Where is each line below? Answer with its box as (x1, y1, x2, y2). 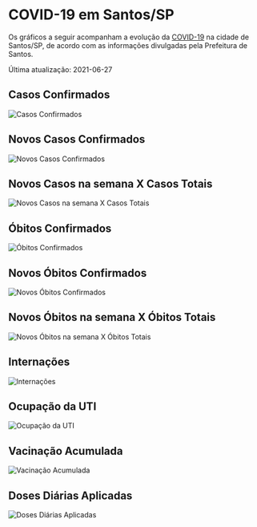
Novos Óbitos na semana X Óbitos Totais (8, 310, 216, 324)
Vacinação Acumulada (8, 444, 123, 458)
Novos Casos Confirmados (8, 132, 146, 146)
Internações (8, 355, 70, 369)
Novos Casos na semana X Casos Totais (8, 176, 213, 190)
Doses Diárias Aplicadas (8, 488, 133, 502)
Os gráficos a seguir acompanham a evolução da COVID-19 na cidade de (8, 32, 250, 42)
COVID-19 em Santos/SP (8, 6, 175, 24)
